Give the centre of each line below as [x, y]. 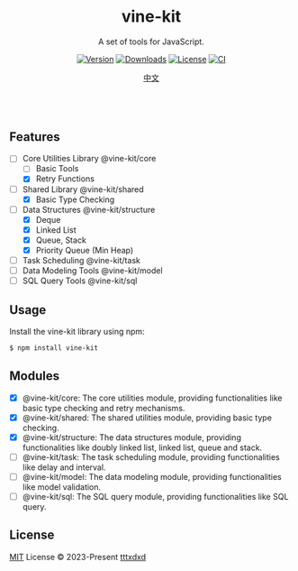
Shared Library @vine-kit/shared [83, 189]
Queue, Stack [61, 240]
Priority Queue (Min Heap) [85, 250]
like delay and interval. [64, 467]
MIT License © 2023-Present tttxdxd [78, 557]
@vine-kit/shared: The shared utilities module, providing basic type [147, 418]
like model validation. [62, 487]
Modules [35, 376]
